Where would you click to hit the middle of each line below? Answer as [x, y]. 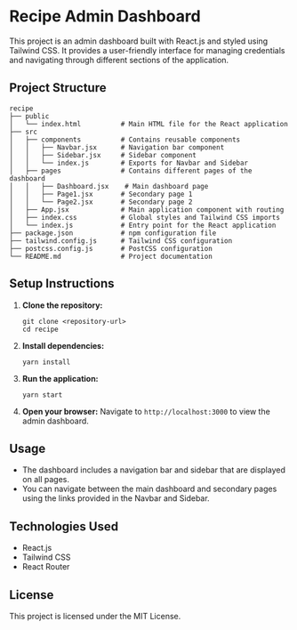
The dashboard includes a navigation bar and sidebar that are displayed [154, 470]
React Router [46, 567]
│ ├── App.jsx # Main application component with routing [147, 210]
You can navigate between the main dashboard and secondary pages [149, 489]
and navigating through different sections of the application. [119, 60]
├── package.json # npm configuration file [113, 233]
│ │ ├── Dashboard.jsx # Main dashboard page [109, 186]
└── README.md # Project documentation [111, 256]
